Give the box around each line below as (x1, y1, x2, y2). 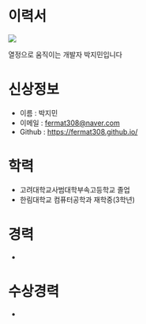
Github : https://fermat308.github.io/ (19, 127, 138, 136)
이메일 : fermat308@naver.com (19, 118, 120, 128)
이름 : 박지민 (19, 108, 58, 117)
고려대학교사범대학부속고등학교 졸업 (19, 185, 130, 194)
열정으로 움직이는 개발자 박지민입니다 (8, 49, 122, 59)
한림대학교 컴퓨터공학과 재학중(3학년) (19, 195, 136, 204)
